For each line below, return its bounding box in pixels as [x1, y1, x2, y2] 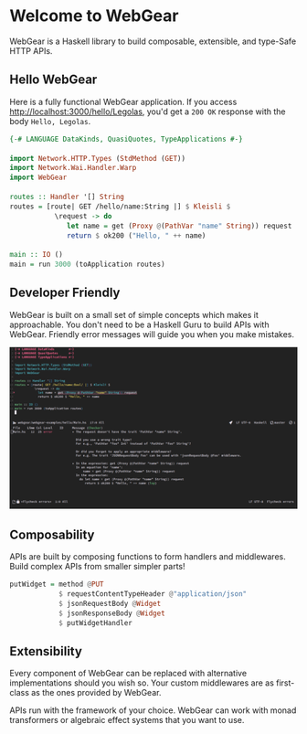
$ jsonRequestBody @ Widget [58, 599, 162, 608]
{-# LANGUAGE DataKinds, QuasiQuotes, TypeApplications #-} [9, 134, 244, 144]
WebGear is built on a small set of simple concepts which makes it [9, 309, 259, 320]
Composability [9, 527, 95, 542]
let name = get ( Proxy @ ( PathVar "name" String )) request [67, 221, 292, 230]
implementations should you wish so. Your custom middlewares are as [9, 677, 274, 688]
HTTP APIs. [9, 45, 53, 56]
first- [275, 677, 295, 688]
